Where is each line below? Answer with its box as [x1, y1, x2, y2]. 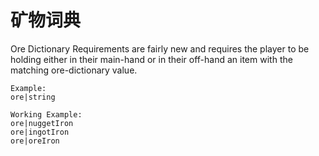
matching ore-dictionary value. [10, 64, 138, 76]
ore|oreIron [10, 136, 60, 146]
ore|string [10, 92, 56, 102]
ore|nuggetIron [10, 118, 74, 128]
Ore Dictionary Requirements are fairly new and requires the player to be [10, 42, 310, 55]
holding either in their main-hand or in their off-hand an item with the [10, 53, 293, 65]
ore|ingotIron [10, 127, 70, 137]
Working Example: [10, 109, 83, 120]
